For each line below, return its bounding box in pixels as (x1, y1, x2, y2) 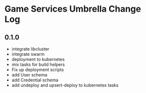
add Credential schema (11, 77, 59, 83)
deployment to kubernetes (11, 56, 65, 62)
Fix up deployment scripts (11, 67, 64, 73)
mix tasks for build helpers (11, 62, 65, 67)
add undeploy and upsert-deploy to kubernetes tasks (11, 82, 119, 88)
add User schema (11, 72, 47, 77)
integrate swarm (11, 51, 45, 57)
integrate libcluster (11, 46, 50, 52)
